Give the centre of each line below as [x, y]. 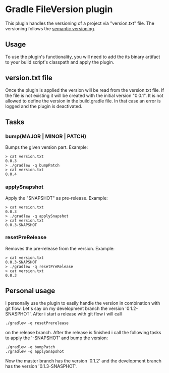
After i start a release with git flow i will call [77, 313]
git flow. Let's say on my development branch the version [65, 308]
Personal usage [30, 291]
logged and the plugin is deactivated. [44, 106]
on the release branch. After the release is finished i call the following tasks [83, 332]
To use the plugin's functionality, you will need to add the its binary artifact [83, 57]
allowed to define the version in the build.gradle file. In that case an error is [83, 101]
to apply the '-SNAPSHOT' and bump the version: [57, 338]
